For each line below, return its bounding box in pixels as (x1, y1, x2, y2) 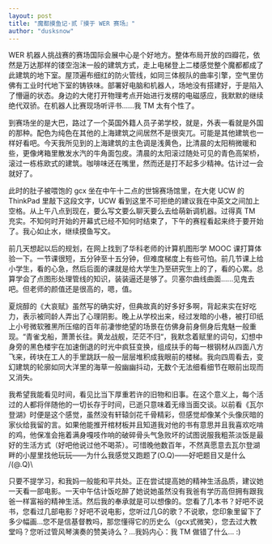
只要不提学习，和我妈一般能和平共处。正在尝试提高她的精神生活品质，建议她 (8, 476, 264, 486)
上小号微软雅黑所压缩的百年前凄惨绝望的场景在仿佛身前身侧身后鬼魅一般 (8, 322, 249, 332)
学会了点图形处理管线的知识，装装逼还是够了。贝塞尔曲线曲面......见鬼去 (15, 274, 255, 284)
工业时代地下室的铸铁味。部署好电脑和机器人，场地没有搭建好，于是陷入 (22, 80, 264, 90)
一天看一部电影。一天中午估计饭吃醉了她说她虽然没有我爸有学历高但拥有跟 (8, 486, 257, 496)
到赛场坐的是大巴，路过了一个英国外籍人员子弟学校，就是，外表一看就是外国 (8, 118, 264, 128)
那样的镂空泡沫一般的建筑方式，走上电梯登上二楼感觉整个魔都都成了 (36, 60, 264, 70)
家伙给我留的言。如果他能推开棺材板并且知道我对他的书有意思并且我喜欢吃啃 (8, 420, 264, 430)
